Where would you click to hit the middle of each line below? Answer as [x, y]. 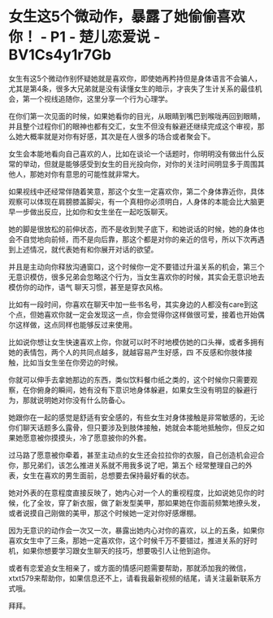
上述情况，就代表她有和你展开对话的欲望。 [87, 249]
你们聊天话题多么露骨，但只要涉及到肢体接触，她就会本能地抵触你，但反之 [133, 427]
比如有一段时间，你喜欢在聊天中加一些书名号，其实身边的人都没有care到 [130, 304]
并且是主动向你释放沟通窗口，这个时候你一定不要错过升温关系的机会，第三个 [136, 266]
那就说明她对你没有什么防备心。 [76, 400]
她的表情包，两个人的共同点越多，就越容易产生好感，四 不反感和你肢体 [127, 352]
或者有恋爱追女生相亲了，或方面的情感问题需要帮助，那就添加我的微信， [129, 568]
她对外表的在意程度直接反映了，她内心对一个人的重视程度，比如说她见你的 [133, 493]
